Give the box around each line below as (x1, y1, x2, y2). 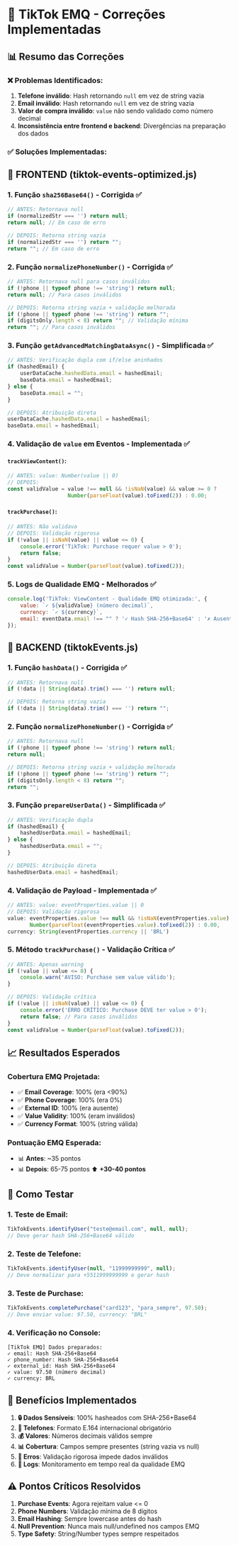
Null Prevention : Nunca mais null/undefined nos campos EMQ (17, 1522, 200, 1530)
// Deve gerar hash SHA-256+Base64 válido (7, 1232, 135, 1239)
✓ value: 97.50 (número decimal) (7, 1368, 106, 1376)
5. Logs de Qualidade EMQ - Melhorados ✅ (7, 579, 157, 589)
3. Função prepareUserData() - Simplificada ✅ (7, 801, 166, 810)
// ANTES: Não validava (7, 523, 78, 530)
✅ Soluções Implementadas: (7, 147, 108, 157)
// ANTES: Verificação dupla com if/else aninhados (7, 357, 163, 364)
